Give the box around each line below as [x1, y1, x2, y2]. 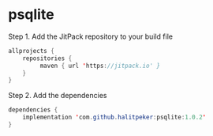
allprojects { [8, 47, 55, 55]
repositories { [22, 54, 73, 62]
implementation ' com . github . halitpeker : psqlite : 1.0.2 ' [22, 113, 207, 122]
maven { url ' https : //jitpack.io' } [39, 62, 160, 70]
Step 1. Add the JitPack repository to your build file [8, 32, 174, 41]
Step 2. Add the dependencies [8, 91, 107, 100]
